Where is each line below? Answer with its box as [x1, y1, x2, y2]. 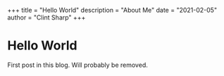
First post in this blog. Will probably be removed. [7, 61, 148, 69]
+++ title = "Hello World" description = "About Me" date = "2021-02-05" [7, 6, 217, 14]
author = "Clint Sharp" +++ [7, 13, 86, 22]
